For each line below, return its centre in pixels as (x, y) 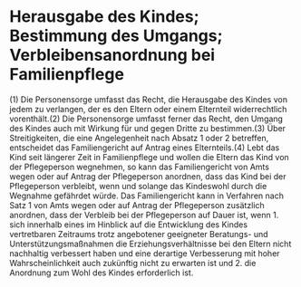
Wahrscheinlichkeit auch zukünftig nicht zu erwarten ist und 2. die (133, 263)
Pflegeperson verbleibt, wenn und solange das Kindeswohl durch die (138, 186)
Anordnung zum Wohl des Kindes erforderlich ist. (102, 273)
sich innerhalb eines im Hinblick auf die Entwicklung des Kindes (128, 225)
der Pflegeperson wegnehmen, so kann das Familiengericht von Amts (140, 167)
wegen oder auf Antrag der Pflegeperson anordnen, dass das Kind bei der (148, 176)
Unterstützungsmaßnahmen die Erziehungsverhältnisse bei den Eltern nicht (150, 244)
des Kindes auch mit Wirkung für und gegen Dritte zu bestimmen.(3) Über (148, 128)
